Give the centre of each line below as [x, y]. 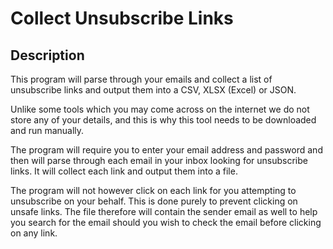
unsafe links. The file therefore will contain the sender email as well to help [164, 211]
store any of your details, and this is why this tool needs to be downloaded [163, 120]
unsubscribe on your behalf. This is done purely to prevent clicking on [154, 201]
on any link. [34, 233]
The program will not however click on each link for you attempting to [153, 190]
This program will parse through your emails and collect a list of [141, 79]
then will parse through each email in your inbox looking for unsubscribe [159, 160]
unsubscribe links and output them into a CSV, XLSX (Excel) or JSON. [153, 90]
